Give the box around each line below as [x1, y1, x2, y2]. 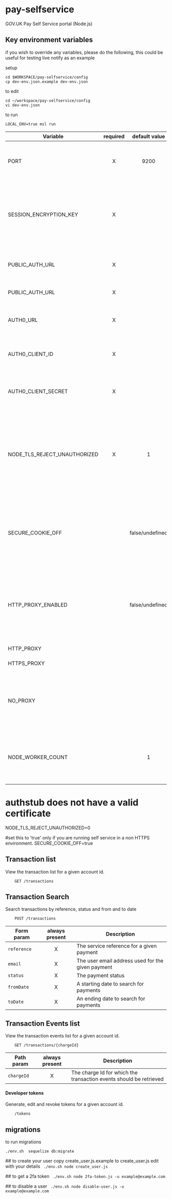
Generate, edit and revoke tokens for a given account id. [5, 1101, 124, 1107]
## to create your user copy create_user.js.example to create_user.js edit [5, 1158, 159, 1164]
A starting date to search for [76, 980, 144, 988]
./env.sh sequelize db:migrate [5, 1149, 74, 1154]
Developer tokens [5, 1089, 44, 1096]
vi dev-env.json [5, 102, 40, 108]
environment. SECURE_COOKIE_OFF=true [5, 840, 93, 846]
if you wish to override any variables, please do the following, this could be [5, 49, 163, 55]
